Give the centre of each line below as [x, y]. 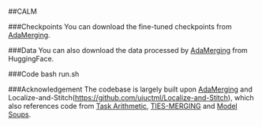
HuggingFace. [31, 59]
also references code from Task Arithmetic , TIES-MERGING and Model [123, 106]
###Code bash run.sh [44, 74]
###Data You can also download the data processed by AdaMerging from [128, 50]
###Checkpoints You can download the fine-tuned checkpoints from [120, 26]
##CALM [22, 11]
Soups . [20, 114]
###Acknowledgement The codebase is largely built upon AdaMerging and [130, 89]
